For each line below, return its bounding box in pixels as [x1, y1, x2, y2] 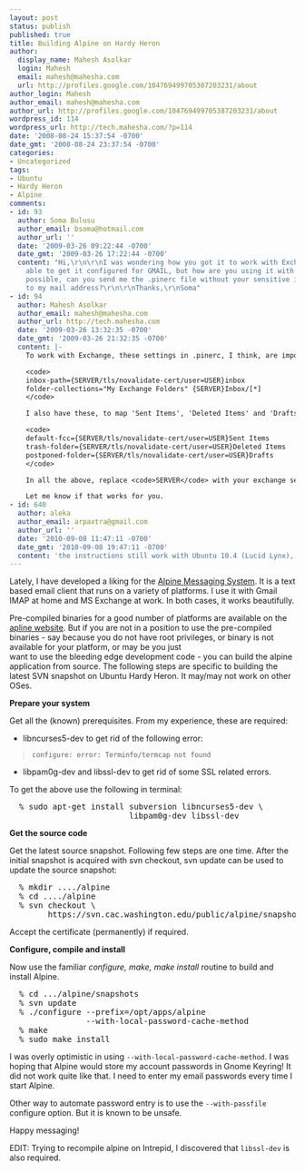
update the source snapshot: [9, 864, 117, 876]
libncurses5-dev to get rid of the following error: [22, 733, 203, 744]
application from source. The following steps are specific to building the [9, 661, 279, 672]
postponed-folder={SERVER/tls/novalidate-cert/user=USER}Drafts [25, 450, 274, 459]
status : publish [9, 22, 71, 31]
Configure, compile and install [9, 944, 125, 955]
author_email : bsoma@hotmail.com [17, 224, 144, 233]
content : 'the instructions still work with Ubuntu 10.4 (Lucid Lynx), [17, 551, 295, 560]
